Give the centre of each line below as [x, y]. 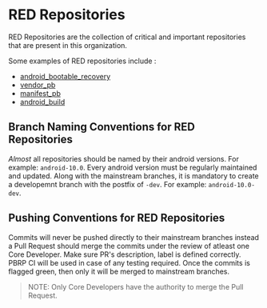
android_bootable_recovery [65, 76]
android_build [42, 102]
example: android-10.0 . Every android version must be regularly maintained [133, 167]
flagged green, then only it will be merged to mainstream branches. [119, 271]
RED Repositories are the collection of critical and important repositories [127, 37]
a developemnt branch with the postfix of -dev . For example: [108, 184]
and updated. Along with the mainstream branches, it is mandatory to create [134, 176]
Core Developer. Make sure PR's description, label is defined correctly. [125, 254]
